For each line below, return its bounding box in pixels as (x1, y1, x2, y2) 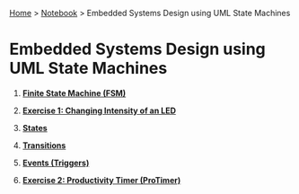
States (22, 122, 48, 133)
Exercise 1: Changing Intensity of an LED (22, 105, 177, 116)
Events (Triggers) (22, 157, 90, 168)
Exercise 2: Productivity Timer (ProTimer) (22, 174, 181, 185)
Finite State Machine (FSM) (22, 87, 127, 98)
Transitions (22, 139, 66, 151)
